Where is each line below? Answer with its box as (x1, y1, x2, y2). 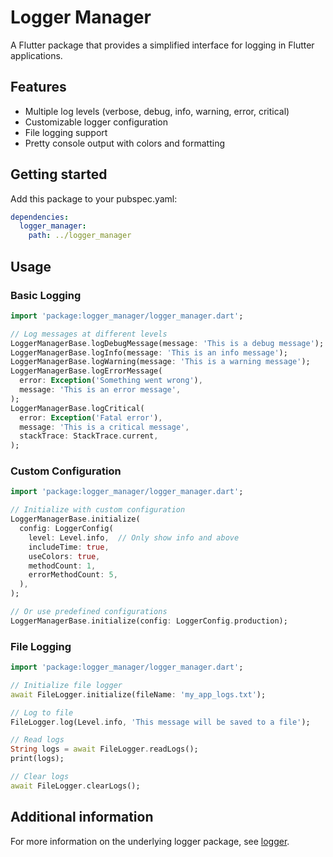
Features (10, 79, 67, 96)
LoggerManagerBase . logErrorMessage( (10, 366, 163, 376)
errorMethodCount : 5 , (28, 570, 118, 580)
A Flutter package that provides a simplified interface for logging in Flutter (10, 39, 315, 51)
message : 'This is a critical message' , (19, 422, 190, 432)
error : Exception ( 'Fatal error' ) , (19, 412, 163, 423)
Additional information (10, 809, 154, 826)
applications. (10, 49, 63, 61)
